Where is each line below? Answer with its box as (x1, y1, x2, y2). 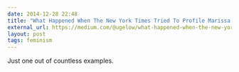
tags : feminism (7, 37, 53, 44)
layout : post (7, 30, 46, 38)
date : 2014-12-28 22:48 (7, 10, 78, 18)
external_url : (7, 24, 50, 31)
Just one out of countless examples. (7, 56, 114, 65)
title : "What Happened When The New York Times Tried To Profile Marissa (7, 17, 231, 24)
